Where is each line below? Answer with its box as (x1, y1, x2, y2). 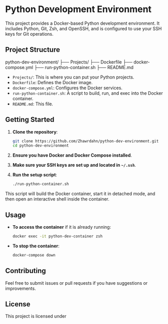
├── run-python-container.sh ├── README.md (34, 64, 134, 70)
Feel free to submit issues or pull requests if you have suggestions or (5, 280, 148, 286)
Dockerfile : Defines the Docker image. (12, 79, 93, 85)
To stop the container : (12, 243, 60, 249)
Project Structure (5, 45, 60, 54)
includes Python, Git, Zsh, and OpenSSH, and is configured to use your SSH (5, 25, 162, 31)
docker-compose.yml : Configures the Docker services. (12, 85, 123, 91)
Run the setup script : (12, 172, 58, 178)
